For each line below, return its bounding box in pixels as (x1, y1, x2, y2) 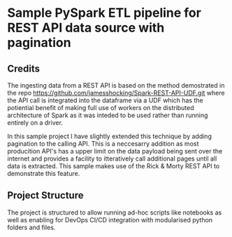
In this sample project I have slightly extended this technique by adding (7, 132, 212, 140)
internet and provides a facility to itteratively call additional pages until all (7, 154, 217, 163)
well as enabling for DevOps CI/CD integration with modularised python (7, 215, 213, 224)
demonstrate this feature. (7, 170, 80, 177)
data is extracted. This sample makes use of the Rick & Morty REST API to (7, 162, 220, 170)
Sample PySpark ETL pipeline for (7, 5, 201, 21)
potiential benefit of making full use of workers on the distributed (7, 104, 194, 111)
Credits (7, 62, 41, 74)
